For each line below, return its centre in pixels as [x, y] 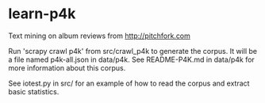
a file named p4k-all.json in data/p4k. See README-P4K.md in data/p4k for [132, 59]
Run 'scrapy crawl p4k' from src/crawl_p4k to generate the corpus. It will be [133, 51]
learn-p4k [42, 14]
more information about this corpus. [67, 67]
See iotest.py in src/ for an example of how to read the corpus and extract [129, 83]
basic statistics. [34, 91]
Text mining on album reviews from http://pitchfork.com [99, 36]
